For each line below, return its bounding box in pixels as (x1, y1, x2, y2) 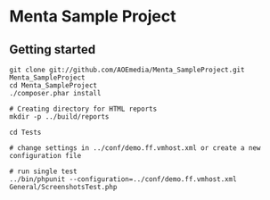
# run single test (9, 167, 78, 176)
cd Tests (9, 128, 42, 137)
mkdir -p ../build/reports (9, 112, 110, 121)
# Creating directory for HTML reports (9, 104, 158, 113)
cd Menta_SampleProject (9, 81, 98, 90)
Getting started (9, 42, 96, 57)
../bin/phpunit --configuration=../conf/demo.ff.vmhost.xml (9, 175, 238, 184)
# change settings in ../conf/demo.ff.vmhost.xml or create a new (9, 144, 261, 153)
